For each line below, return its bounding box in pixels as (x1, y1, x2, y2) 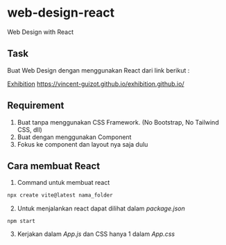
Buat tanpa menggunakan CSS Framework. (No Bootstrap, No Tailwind (17, 118, 220, 126)
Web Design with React (7, 28, 74, 36)
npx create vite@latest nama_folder (7, 192, 113, 199)
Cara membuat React (7, 160, 101, 172)
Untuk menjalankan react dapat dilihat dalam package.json (17, 204, 185, 212)
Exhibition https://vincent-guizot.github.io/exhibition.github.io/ (7, 80, 185, 88)
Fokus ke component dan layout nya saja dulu (17, 140, 148, 148)
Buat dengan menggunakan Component (17, 133, 132, 141)
